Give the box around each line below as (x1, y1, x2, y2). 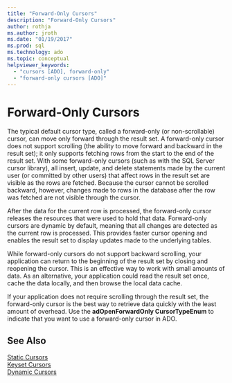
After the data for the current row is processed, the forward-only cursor (7, 207, 212, 215)
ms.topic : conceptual (7, 55, 70, 62)
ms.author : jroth (7, 29, 57, 37)
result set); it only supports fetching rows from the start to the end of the (7, 150, 215, 158)
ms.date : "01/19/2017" (7, 36, 73, 43)
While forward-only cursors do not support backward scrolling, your (7, 250, 202, 258)
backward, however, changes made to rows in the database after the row (7, 186, 216, 195)
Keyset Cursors (7, 361, 51, 369)
